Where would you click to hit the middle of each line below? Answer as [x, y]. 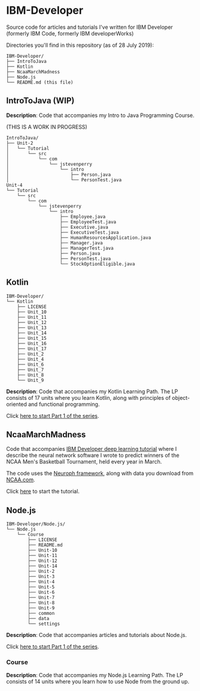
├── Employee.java [83, 217]
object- [181, 397]
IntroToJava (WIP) [40, 101]
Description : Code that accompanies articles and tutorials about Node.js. [96, 635]
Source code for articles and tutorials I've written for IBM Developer [90, 27]
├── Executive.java [84, 227]
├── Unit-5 [41, 587]
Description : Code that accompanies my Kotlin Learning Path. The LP [92, 391]
